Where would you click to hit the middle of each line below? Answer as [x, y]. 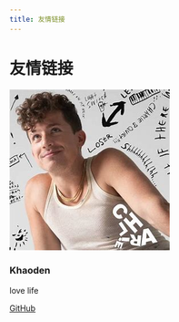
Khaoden [30, 271]
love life [24, 290]
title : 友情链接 [37, 19]
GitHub [23, 308]
